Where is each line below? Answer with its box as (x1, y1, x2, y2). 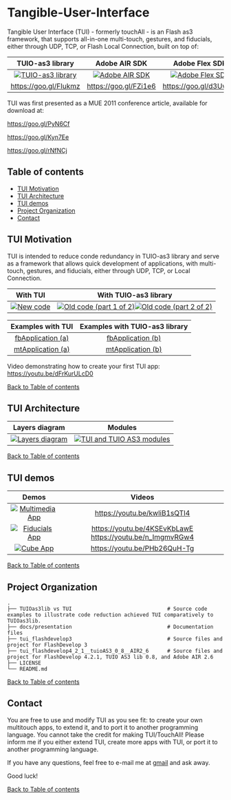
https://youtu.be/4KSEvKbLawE (91, 524, 194, 534)
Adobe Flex (173, 58, 211, 68)
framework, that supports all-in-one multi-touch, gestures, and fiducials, (7, 34, 212, 43)
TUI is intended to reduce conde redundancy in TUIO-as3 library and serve (7, 252, 220, 260)
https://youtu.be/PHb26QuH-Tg (90, 543, 195, 553)
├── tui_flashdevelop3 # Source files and (7, 636, 223, 642)
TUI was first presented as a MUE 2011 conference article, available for (7, 98, 208, 107)
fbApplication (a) (14, 333, 69, 343)
